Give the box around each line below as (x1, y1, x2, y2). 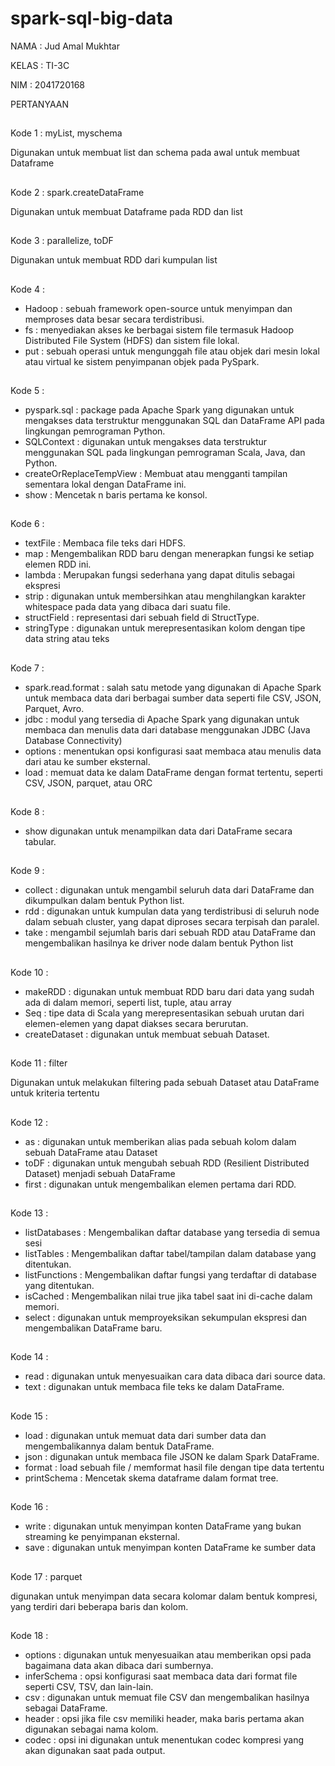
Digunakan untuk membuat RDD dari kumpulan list (10, 254, 218, 266)
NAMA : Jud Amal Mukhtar (10, 40, 120, 52)
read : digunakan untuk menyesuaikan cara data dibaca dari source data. (24, 1370, 326, 1382)
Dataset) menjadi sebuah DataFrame (24, 1167, 176, 1179)
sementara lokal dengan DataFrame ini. (24, 478, 187, 490)
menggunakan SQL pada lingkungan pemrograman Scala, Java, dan (24, 446, 306, 458)
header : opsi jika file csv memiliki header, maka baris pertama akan (24, 1712, 305, 1724)
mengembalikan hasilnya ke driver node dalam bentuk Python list (24, 937, 294, 949)
